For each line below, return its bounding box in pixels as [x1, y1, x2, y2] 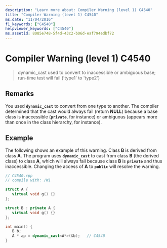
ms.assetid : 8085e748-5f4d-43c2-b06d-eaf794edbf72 [5, 31, 114, 36]
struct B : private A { [5, 205, 56, 211]
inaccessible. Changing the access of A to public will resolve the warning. [5, 163, 160, 170]
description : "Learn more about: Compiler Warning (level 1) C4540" [5, 7, 153, 13]
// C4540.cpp [5, 173, 33, 178]
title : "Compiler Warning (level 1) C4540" [5, 12, 99, 17]
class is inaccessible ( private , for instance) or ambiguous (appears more [5, 113, 158, 119]
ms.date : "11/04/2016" [5, 17, 53, 22]
